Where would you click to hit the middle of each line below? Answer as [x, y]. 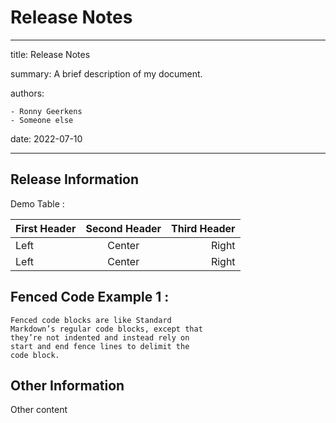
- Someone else [42, 120]
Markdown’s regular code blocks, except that [106, 329]
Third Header [203, 228]
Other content [39, 410]
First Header [46, 228]
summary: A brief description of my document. [106, 73]
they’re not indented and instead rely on [100, 337]
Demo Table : [37, 203]
